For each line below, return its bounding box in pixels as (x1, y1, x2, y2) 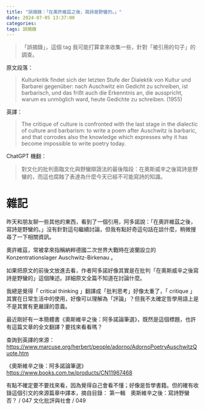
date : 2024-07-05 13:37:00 (6, 15, 75, 21)
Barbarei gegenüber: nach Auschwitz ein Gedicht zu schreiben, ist (21, 83, 189, 90)
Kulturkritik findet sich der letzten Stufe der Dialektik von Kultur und (21, 76, 191, 84)
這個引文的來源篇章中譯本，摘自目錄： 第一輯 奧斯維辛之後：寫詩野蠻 (11, 389, 190, 397)
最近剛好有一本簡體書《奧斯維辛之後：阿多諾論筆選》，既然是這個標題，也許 (6, 315, 196, 323)
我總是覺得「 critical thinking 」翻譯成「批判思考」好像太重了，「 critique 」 (6, 287, 196, 295)
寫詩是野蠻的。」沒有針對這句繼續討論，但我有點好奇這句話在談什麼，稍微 (6, 226, 191, 233)
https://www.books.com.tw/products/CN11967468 (6, 369, 133, 376)
